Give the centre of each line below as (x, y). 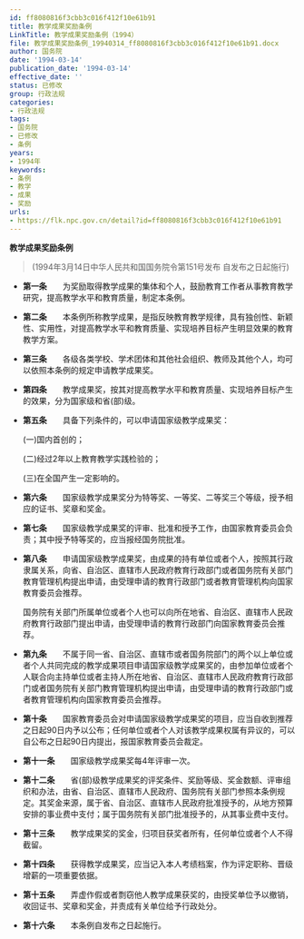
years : (22, 153)
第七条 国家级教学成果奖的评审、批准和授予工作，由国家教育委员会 (154, 528)
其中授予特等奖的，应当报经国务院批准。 (114, 539)
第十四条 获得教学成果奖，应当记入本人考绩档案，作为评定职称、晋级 (157, 864)
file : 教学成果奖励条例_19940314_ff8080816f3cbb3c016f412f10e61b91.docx (144, 43)
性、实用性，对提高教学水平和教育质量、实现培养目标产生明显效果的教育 (157, 328)
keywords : (28, 170)
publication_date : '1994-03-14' (70, 69)
